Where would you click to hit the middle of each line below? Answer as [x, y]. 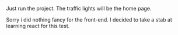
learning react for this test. [38, 26]
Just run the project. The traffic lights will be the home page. [79, 8]
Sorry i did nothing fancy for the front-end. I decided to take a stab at [89, 20]
